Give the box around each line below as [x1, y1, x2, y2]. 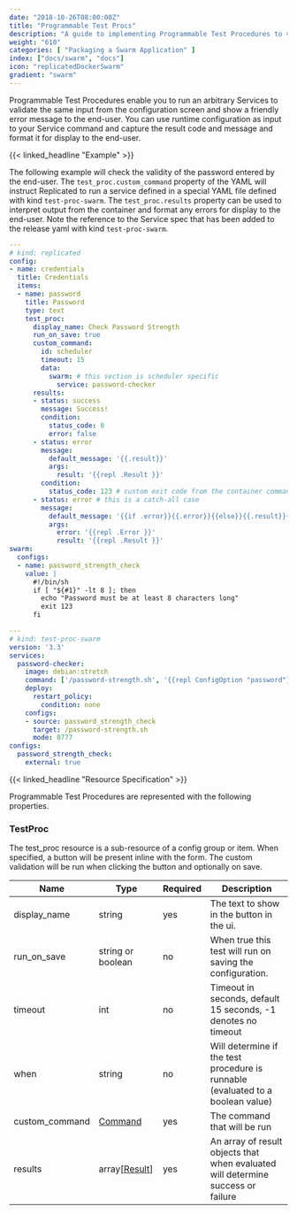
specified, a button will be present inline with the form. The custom [9, 852, 253, 863]
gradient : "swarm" [9, 71, 77, 80]
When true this [209, 934, 271, 947]
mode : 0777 [32, 734, 73, 742]
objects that [209, 1147, 260, 1159]
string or [98, 945, 134, 957]
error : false [48, 429, 97, 438]
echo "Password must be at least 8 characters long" [41, 594, 240, 603]
